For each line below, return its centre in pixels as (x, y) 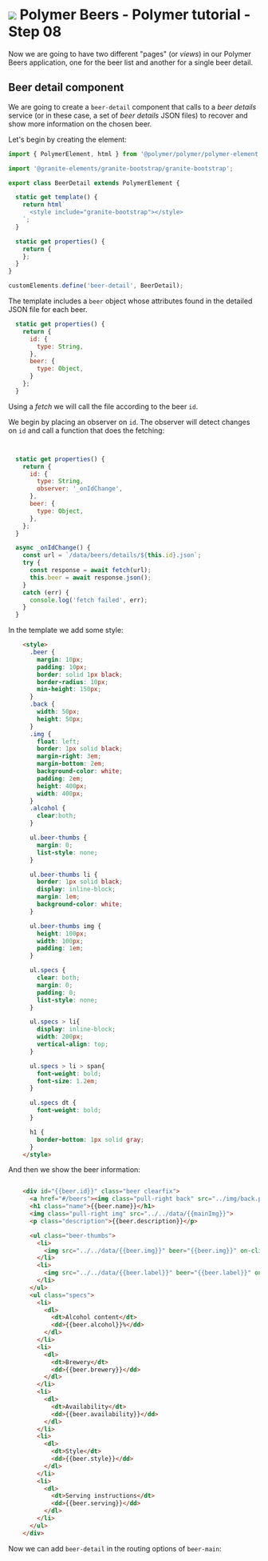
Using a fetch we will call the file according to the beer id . (103, 406)
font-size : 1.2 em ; (67, 1081)
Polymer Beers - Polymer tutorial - (135, 15)
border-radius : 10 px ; (73, 682)
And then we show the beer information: (75, 1170)
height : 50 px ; (60, 719)
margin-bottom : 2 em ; (71, 764)
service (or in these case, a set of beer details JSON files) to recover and (128, 115)
